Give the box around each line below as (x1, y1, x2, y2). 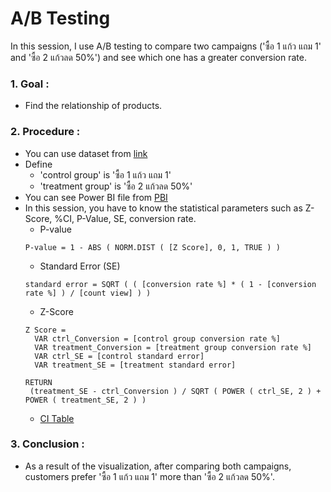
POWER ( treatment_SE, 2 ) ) (24, 395, 147, 405)
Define (24, 158, 53, 170)
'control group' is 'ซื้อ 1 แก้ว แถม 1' (39, 168, 172, 181)
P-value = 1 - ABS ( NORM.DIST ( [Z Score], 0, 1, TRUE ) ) (24, 242, 281, 252)
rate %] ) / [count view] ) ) (24, 288, 152, 298)
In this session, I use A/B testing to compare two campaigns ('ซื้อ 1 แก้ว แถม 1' (10, 40, 322, 52)
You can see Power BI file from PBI (24, 191, 168, 203)
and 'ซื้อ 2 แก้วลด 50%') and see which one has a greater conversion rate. (10, 51, 307, 63)
